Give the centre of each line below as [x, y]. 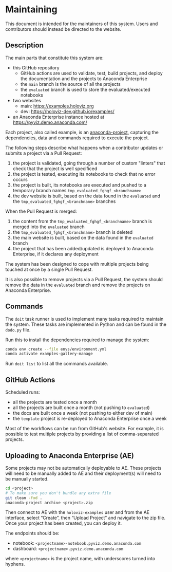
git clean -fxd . [24, 498]
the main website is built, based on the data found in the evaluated [83, 237]
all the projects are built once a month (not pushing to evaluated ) [81, 408]
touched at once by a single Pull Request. [49, 269]
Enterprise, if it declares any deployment [56, 254]
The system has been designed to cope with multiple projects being [77, 264]
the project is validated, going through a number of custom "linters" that [89, 163]
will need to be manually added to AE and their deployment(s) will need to [83, 473]
